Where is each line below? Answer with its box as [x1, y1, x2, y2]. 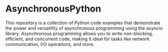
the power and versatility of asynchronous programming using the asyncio [5, 25, 163, 31]
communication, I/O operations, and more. [5, 41, 95, 47]
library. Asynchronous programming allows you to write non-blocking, [5, 30, 153, 36]
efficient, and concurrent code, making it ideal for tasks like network [5, 36, 150, 42]
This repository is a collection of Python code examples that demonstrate [5, 20, 161, 26]
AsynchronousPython [5, 3, 101, 15]
